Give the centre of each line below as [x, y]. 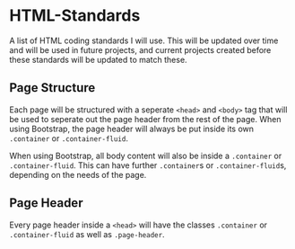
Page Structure [52, 88]
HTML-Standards [75, 16]
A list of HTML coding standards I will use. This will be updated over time [144, 40]
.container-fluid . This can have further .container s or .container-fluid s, [148, 165]
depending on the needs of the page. [78, 174]
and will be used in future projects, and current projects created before [140, 49]
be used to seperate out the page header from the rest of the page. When [145, 119]
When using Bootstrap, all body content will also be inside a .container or [146, 156]
